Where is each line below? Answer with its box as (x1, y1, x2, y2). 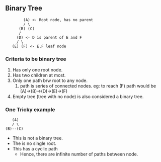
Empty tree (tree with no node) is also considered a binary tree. (12, 94, 144, 100)
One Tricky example (5, 106, 55, 113)
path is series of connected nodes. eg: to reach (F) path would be (20, 83, 156, 89)
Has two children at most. (12, 72, 66, 78)
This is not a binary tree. (12, 135, 63, 141)
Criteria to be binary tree (5, 55, 66, 62)
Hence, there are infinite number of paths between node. (20, 151, 138, 157)
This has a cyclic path (12, 146, 58, 152)
